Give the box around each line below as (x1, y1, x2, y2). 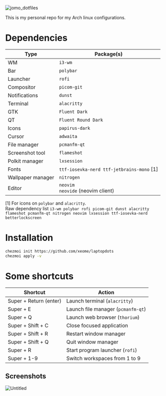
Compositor (8, 83, 36, 90)
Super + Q (8, 314, 32, 321)
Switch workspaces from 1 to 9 (66, 355, 141, 362)
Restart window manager (66, 330, 126, 337)
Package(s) (94, 51, 123, 58)
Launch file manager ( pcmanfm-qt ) (66, 306, 146, 313)
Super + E (8, 306, 31, 313)
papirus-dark (59, 125, 90, 131)
